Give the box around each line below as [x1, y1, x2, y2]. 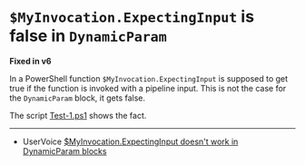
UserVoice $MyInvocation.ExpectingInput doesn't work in [22, 136, 239, 147]
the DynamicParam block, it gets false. [9, 92, 146, 103]
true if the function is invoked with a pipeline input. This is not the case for [9, 82, 287, 93]
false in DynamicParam [9, 25, 168, 46]
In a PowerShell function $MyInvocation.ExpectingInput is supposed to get [9, 73, 289, 83]
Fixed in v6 [9, 55, 52, 66]
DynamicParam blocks [22, 145, 107, 156]
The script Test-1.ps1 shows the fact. [9, 110, 147, 121]
